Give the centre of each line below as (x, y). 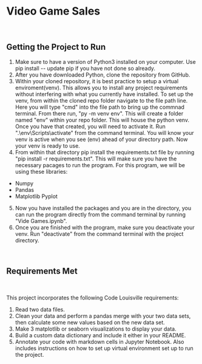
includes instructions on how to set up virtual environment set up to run (104, 348)
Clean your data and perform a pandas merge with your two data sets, (103, 316)
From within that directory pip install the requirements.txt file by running (105, 152)
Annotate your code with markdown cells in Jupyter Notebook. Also (99, 342)
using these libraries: (41, 171)
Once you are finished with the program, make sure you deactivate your (105, 227)
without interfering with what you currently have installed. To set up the (104, 94)
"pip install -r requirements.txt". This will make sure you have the (96, 159)
